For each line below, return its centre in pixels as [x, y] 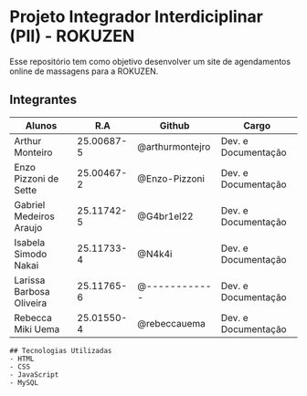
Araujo [28, 227]
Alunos [41, 125]
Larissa [30, 280]
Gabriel [30, 204]
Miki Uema [37, 328]
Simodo [31, 254]
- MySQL [24, 382]
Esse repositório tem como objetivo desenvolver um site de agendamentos [150, 61]
